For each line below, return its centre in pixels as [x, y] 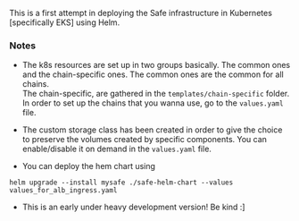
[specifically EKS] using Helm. [65, 22]
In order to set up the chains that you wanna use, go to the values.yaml [153, 103]
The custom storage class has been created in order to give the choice [152, 130]
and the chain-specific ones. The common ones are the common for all [153, 74]
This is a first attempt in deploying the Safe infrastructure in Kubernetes [141, 13]
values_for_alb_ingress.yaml [63, 191]
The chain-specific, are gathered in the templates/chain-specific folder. [156, 94]
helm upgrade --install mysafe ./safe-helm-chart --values [121, 183]
